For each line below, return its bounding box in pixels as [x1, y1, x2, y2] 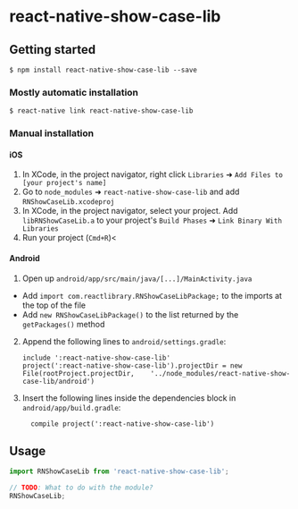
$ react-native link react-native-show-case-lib [9, 106, 194, 115]
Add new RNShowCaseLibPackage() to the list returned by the [21, 309, 239, 319]
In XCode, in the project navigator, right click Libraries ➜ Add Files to [21, 169, 284, 180]
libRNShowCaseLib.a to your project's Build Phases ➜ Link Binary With [21, 215, 283, 225]
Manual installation [9, 127, 95, 140]
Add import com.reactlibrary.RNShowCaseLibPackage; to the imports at [21, 290, 283, 301]
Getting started [9, 42, 96, 57]
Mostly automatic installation [9, 86, 139, 98]
